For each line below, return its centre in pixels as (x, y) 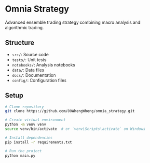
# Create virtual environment (35, 120)
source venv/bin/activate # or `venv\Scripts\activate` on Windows (75, 129)
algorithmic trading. (25, 27)
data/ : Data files (28, 70)
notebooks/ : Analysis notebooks (44, 65)
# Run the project (23, 151)
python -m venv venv (26, 125)
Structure (20, 43)
